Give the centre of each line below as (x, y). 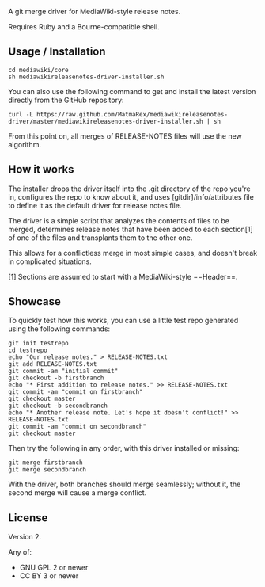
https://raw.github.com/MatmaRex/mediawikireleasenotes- (132, 114)
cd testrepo (28, 351)
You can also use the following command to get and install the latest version (132, 91)
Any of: (20, 552)
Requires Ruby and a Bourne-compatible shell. (84, 27)
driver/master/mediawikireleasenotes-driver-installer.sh (106, 121)
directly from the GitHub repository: (66, 100)
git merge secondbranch (47, 470)
